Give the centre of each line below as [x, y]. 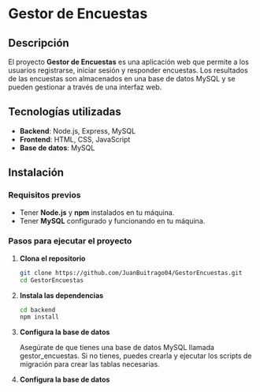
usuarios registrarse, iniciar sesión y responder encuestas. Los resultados [128, 70]
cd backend [37, 310]
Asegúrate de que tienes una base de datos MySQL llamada [117, 348]
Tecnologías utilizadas [65, 112]
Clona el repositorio [52, 258]
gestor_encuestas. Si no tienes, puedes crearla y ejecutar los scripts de [136, 356]
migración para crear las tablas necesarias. [89, 364]
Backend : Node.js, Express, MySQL [78, 130]
